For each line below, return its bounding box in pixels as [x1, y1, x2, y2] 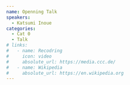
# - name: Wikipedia [6, 64, 63, 71]
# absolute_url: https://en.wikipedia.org [6, 70, 124, 76]
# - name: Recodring [6, 48, 63, 54]
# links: [6, 42, 28, 48]
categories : [6, 25, 36, 32]
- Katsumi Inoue [11, 20, 52, 26]
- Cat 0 [11, 31, 31, 37]
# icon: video [6, 53, 52, 59]
